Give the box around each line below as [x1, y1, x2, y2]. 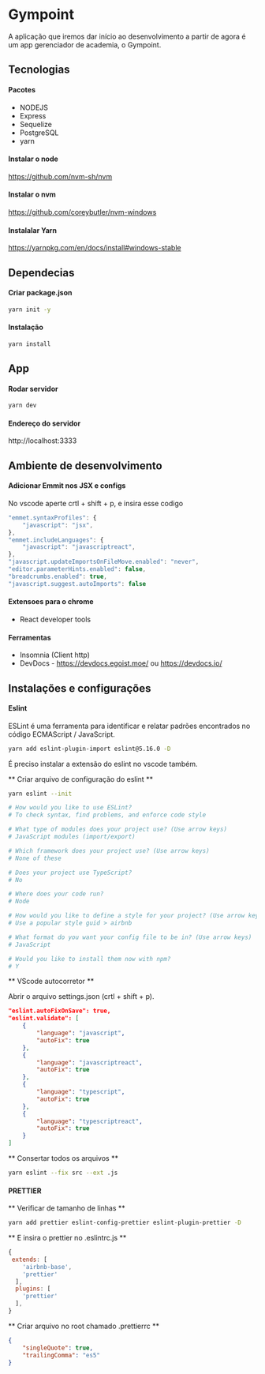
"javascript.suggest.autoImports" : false [8, 580, 147, 588]
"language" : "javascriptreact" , [36, 1058, 144, 1067]
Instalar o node [8, 154, 59, 163]
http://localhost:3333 [8, 436, 77, 445]
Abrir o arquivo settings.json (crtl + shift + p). [8, 992, 155, 1001]
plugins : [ [15, 1285, 51, 1293]
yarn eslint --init [8, 790, 73, 798]
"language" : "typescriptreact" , [36, 1117, 144, 1125]
